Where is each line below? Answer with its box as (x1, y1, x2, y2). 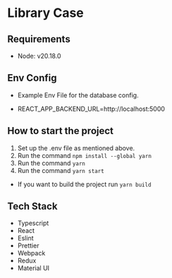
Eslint (17, 234, 34, 243)
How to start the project (7, 125, 114, 137)
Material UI (17, 264, 50, 272)
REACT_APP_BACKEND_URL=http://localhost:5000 (17, 104, 166, 113)
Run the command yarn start (17, 166, 104, 174)
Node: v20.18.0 (17, 52, 61, 60)
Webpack (17, 249, 46, 258)
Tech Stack (7, 200, 58, 212)
